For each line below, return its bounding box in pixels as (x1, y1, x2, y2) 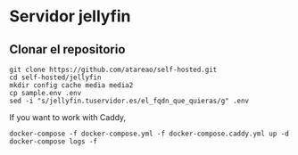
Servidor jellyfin (9, 6, 131, 27)
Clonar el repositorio (9, 42, 126, 57)
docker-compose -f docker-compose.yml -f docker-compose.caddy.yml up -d (9, 129, 290, 138)
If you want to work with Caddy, (9, 112, 127, 122)
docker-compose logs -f (9, 137, 98, 146)
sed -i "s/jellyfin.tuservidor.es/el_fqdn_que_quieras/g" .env (9, 96, 250, 105)
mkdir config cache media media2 (9, 81, 134, 90)
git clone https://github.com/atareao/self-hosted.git (9, 65, 218, 74)
